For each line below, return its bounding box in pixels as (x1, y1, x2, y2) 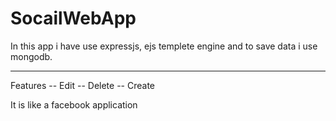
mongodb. (10, 50, 53, 62)
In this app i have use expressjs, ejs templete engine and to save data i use (10, 40, 318, 52)
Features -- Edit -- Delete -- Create (10, 79, 155, 91)
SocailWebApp (10, 7, 137, 30)
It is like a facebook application (10, 98, 138, 111)
